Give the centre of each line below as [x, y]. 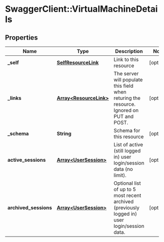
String [64, 133]
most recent [127, 195]
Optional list [127, 183]
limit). [120, 175]
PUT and [123, 116]
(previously [127, 208]
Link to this [126, 60]
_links [15, 98]
